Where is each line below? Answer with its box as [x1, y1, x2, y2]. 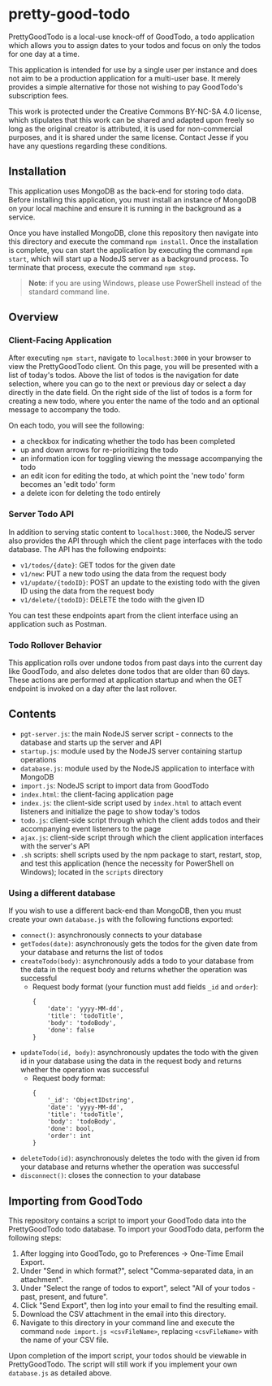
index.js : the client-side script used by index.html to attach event [19, 797, 242, 807]
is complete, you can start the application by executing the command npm [8, 245, 253, 254]
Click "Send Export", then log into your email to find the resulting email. [19, 1300, 258, 1310]
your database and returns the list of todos [19, 948, 164, 958]
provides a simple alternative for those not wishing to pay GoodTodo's [8, 82, 244, 92]
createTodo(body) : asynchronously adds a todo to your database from [19, 956, 254, 966]
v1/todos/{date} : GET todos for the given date [19, 560, 176, 570]
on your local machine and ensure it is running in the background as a [8, 203, 242, 213]
